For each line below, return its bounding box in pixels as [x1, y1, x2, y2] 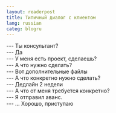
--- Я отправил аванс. [6, 94, 63, 101]
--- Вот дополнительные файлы [6, 68, 88, 76]
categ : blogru [6, 25, 42, 32]
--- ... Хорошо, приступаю [6, 100, 74, 108]
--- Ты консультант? [6, 42, 59, 50]
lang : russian [6, 20, 42, 26]
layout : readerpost [6, 8, 56, 15]
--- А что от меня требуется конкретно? [6, 87, 110, 94]
